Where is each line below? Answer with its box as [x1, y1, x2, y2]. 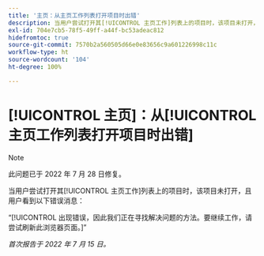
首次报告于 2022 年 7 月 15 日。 [8, 239, 111, 249]
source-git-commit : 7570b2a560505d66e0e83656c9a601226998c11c [8, 41, 217, 49]
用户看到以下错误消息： [8, 195, 85, 205]
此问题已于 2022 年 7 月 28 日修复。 [8, 169, 126, 179]
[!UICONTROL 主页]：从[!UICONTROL [8, 106, 257, 124]
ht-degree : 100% [8, 63, 62, 71]
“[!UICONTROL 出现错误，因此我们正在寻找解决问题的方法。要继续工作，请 [8, 213, 253, 222]
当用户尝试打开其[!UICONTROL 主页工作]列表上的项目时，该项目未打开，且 [8, 186, 252, 195]
